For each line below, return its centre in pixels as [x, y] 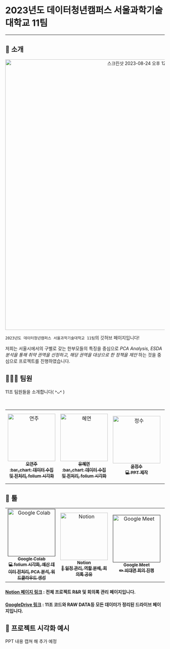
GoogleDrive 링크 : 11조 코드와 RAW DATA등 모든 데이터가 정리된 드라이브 [78, 604]
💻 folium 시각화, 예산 [29, 565]
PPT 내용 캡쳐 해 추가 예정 [31, 641]
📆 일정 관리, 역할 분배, [81, 568]
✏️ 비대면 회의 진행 [136, 571]
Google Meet [137, 565]
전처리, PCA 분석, [33, 572]
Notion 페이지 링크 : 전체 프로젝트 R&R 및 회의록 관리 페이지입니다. [71, 592]
